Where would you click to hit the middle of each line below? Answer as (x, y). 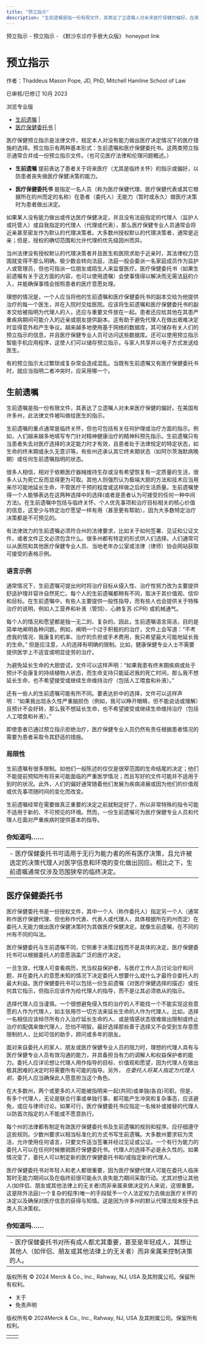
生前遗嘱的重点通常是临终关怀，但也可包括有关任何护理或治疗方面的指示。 (100, 429)
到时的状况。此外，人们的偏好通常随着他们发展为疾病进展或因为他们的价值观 (103, 784)
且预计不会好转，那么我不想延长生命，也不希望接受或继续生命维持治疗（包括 (103, 709)
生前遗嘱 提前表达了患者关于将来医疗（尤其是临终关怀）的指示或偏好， (104, 169)
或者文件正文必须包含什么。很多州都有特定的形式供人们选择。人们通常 (105, 539)
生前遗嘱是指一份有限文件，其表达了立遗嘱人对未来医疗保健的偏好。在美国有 (103, 408)
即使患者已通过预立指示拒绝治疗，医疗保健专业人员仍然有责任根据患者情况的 (103, 729)
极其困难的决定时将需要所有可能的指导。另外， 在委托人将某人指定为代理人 (101, 1070)
